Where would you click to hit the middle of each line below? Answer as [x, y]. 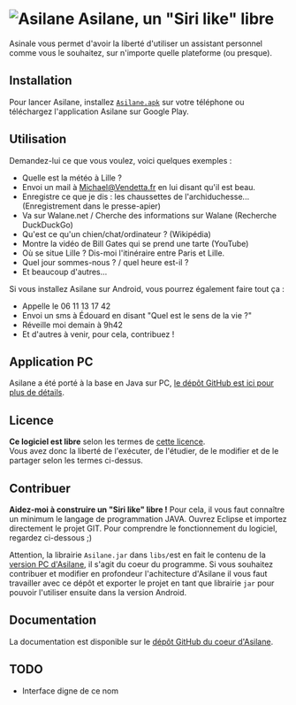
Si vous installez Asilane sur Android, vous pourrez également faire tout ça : [147, 288]
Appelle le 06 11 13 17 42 [66, 306]
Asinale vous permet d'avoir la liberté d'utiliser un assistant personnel [136, 43]
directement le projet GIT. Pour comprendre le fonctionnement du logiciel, [144, 528]
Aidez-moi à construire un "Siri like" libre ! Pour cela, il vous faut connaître [147, 510]
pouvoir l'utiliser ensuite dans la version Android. [98, 592]
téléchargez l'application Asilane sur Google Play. [99, 111]
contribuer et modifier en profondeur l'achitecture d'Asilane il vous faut [138, 574]
